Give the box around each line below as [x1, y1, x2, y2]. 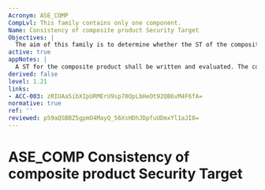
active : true [8, 48, 51, 56]
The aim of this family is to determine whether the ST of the [15, 41, 227, 49]
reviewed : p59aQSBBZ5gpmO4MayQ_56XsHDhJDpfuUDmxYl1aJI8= [8, 114, 200, 122]
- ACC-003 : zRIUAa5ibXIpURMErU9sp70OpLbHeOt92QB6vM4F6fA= [8, 92, 203, 100]
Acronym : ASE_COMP [8, 11, 69, 20]
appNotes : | [8, 56, 47, 64]
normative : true [8, 99, 62, 107]
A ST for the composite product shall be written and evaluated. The [15, 63, 248, 71]
